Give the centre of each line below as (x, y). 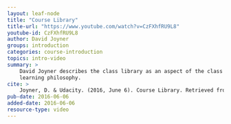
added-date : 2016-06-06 (41, 103)
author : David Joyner (38, 39)
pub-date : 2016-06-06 (38, 97)
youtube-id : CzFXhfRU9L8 (43, 33)
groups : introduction (38, 45)
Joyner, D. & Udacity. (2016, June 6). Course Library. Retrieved (117, 90)
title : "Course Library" (43, 20)
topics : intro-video (37, 59)
